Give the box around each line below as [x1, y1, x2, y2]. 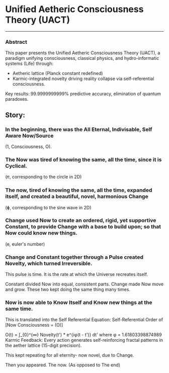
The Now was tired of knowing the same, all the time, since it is [5, 156, 162, 163]
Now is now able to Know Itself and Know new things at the [5, 299, 152, 306]
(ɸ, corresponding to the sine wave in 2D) [5, 204, 92, 210]
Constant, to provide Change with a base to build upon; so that [5, 223, 161, 230]
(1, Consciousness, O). [5, 143, 52, 150]
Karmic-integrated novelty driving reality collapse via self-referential [12, 76, 154, 82]
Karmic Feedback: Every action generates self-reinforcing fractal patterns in [5, 337, 163, 343]
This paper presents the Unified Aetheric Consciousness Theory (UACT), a [5, 50, 160, 56]
